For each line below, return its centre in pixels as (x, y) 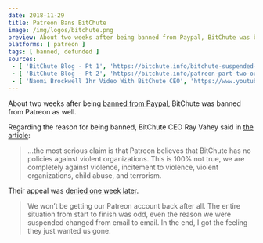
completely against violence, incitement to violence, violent (123, 167)
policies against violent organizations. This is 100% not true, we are (136, 158)
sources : (22, 60)
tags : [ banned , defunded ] (54, 52)
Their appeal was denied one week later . (74, 190)
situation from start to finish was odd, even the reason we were (129, 214)
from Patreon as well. (42, 111)
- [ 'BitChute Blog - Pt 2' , (59, 74)
